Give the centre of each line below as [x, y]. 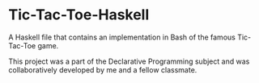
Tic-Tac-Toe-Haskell [79, 15]
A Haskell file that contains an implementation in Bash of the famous [122, 37]
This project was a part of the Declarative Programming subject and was [129, 61]
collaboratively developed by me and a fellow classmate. [103, 69]
